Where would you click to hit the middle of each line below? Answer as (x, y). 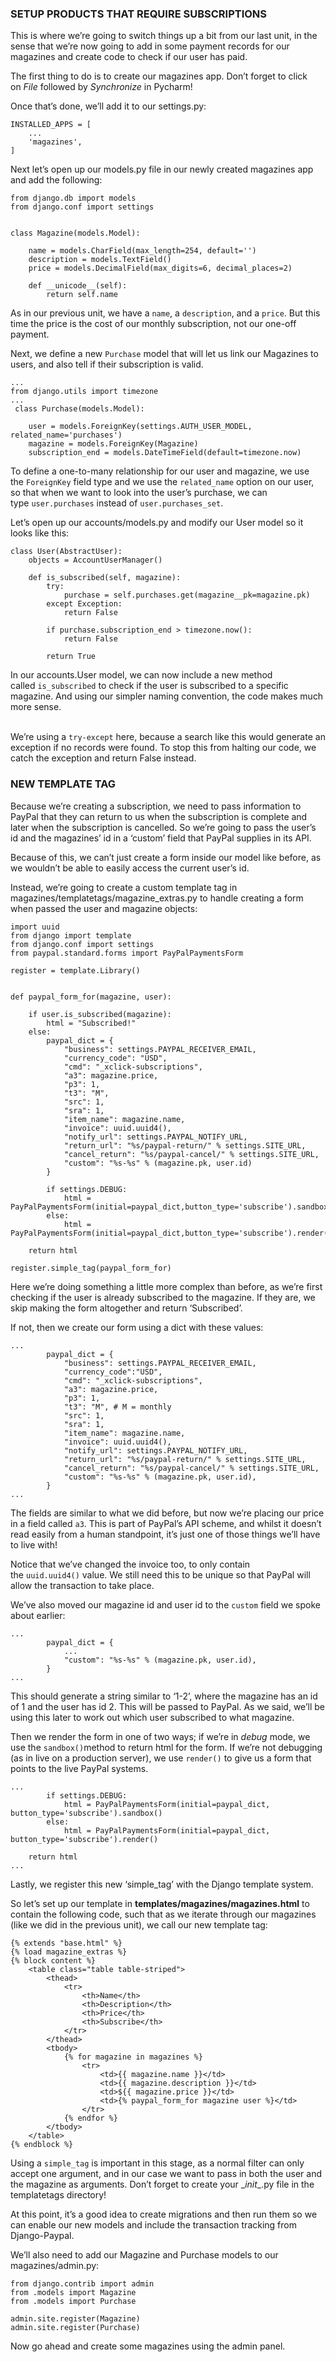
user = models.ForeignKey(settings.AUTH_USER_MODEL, (140, 427)
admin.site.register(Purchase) (75, 2327)
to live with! (34, 1544)
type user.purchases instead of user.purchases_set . (117, 503)
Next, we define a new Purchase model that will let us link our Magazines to (164, 354)
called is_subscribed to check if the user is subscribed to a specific (149, 686)
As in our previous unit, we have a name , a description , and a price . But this (165, 313)
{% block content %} (53, 1960)
